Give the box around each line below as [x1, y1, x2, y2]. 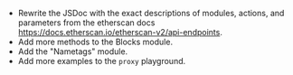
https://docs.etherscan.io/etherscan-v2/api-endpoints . [17, 27, 223, 37]
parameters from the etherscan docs [17, 17, 156, 28]
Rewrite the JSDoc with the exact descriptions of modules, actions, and [17, 8, 285, 18]
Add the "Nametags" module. [17, 46, 128, 57]
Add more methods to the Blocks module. [17, 36, 174, 47]
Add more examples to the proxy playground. [17, 56, 186, 66]
